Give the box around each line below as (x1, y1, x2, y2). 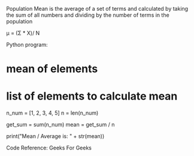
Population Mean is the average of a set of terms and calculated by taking (6, 5, 189, 12)
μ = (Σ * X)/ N (6, 29, 40, 37)
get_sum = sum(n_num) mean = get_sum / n (6, 121, 115, 128)
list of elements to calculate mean (6, 89, 178, 103)
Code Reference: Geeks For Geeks (6, 144, 92, 152)
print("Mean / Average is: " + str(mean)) (6, 133, 105, 140)
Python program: (6, 41, 48, 48)
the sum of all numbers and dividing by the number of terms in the (6, 11, 169, 19)
